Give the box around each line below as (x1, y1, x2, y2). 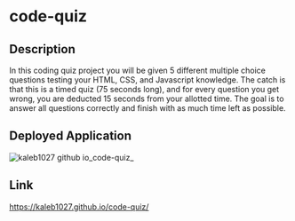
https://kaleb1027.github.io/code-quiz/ (9, 201, 149, 212)
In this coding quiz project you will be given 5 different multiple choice (9, 65, 267, 75)
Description (9, 42, 76, 57)
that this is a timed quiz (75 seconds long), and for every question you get (9, 84, 280, 94)
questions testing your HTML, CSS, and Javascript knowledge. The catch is (9, 75, 286, 85)
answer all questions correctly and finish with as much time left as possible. (9, 103, 286, 113)
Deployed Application (9, 129, 132, 144)
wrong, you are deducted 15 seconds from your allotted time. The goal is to (9, 93, 284, 104)
